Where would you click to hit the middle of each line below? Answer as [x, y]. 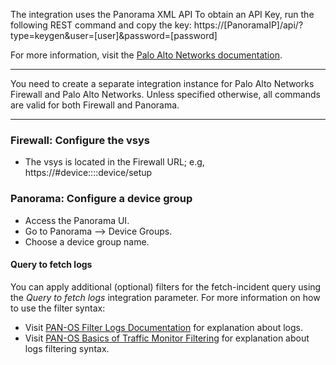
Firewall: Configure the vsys [80, 140]
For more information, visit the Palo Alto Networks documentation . [146, 55]
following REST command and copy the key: [101, 25]
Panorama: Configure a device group [101, 199]
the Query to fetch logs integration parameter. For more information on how [165, 297]
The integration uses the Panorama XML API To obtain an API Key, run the [162, 14]
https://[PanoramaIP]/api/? [248, 25]
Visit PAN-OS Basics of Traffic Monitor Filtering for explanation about [167, 338]
